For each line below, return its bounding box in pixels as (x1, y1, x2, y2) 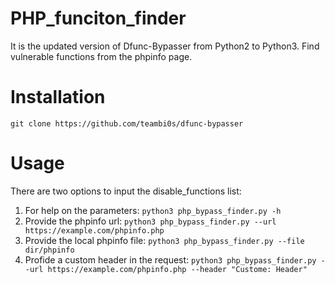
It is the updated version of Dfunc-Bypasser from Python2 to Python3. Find (10, 40, 320, 52)
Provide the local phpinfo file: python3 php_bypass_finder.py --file (24, 234, 305, 246)
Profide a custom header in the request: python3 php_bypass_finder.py (24, 253, 317, 266)
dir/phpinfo (24, 245, 75, 255)
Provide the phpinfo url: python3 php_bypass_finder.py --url (24, 215, 277, 227)
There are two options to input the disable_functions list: (10, 185, 242, 197)
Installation (10, 86, 106, 109)
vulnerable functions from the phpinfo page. (10, 50, 193, 62)
